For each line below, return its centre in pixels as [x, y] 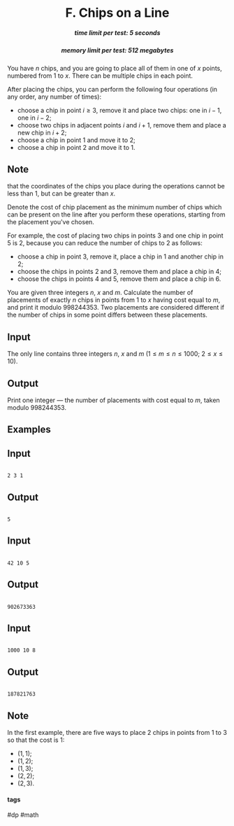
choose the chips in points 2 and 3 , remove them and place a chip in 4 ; [119, 272]
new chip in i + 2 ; [42, 132]
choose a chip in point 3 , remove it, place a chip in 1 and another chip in [120, 256]
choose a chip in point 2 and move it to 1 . [76, 147]
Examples [29, 430]
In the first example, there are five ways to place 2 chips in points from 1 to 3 [117, 733]
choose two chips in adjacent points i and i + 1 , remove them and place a [122, 125]
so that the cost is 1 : [36, 740]
